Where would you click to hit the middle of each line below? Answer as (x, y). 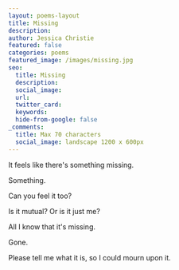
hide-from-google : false (56, 120)
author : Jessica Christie (51, 38)
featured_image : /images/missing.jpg (71, 61)
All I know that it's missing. (52, 226)
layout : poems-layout (44, 16)
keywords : (31, 113)
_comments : (26, 127)
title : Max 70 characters (58, 134)
